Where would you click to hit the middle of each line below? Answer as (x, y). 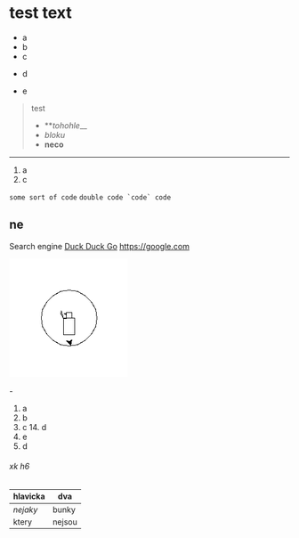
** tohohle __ (65, 125)
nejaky (25, 509)
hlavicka (29, 496)
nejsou (65, 522)
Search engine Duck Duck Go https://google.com (99, 246)
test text (41, 13)
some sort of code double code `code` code (90, 197)
